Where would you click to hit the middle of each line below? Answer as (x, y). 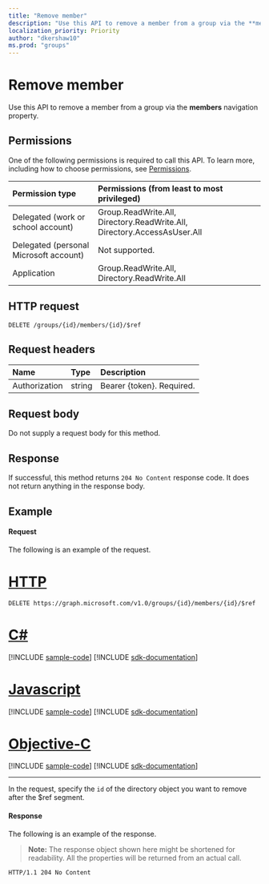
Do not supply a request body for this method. (84, 433)
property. (24, 116)
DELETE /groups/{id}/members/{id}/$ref (75, 325)
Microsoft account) (48, 255)
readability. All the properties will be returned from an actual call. (134, 858)
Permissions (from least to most (161, 188)
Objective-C (50, 743)
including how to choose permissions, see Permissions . (100, 168)
